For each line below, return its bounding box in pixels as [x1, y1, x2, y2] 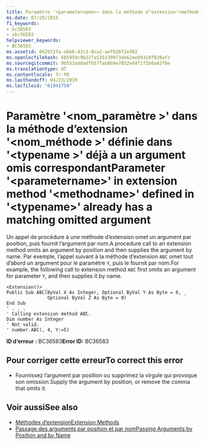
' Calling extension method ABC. [6, 311, 92, 317]
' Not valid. [6, 322, 40, 328]
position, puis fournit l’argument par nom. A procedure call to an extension [6, 240, 192, 247]
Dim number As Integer [6, 316, 64, 322]
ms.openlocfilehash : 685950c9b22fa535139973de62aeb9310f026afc [6, 54, 171, 61]
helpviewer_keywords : [6, 37, 62, 43]
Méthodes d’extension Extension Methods [15, 418, 120, 425]
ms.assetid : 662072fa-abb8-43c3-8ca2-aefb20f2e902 [6, 49, 138, 55]
